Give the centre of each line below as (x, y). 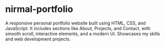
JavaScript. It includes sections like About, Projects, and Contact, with (78, 28)
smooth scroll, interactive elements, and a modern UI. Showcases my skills (82, 33)
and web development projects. (38, 39)
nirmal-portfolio (39, 9)
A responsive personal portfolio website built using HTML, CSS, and (75, 23)
